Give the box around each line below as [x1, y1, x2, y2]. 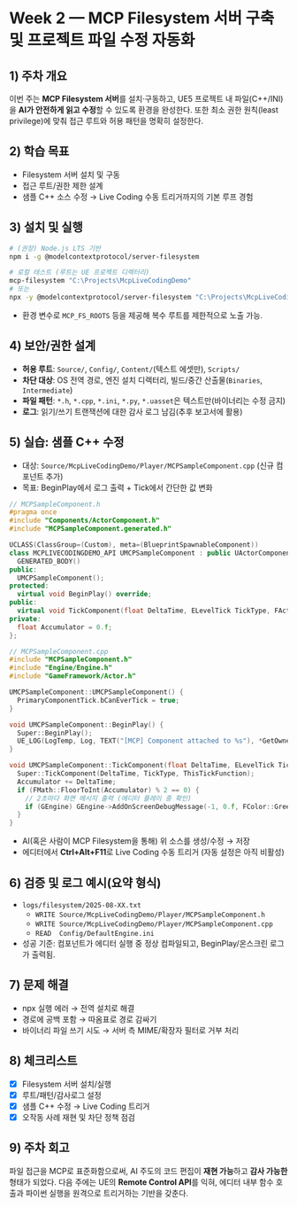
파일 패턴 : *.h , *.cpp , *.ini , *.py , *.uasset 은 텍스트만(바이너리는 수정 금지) [21, 395, 286, 406]
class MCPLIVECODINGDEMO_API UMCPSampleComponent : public [9, 549, 232, 557]
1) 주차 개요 [9, 68, 68, 83]
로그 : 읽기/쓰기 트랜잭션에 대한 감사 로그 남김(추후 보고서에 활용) [21, 406, 243, 417]
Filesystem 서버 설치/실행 [21, 1079, 112, 1089]
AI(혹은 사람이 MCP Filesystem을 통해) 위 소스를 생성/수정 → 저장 [21, 836, 250, 846]
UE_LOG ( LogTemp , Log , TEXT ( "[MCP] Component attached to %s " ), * [17, 736, 263, 745]
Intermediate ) [21, 385, 73, 395]
